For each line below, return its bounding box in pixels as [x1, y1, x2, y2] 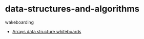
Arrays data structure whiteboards [12, 28, 82, 34]
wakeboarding [5, 19, 34, 25]
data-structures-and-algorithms [5, 3, 140, 14]
